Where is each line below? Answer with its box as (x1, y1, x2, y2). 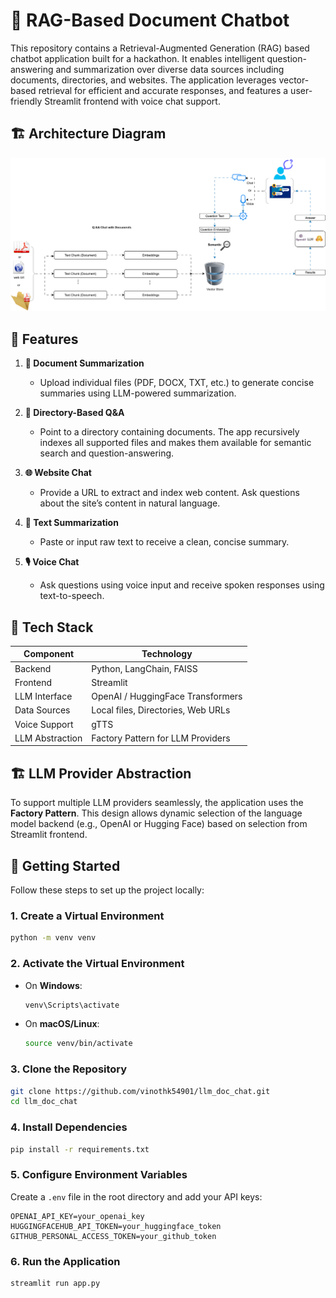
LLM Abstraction (14, 732, 83, 744)
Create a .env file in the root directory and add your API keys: (10, 1190, 263, 1203)
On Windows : (24, 979, 83, 991)
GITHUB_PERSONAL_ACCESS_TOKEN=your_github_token (10, 1231, 217, 1241)
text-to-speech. (39, 590, 105, 602)
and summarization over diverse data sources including (55, 63, 285, 75)
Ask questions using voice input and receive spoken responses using (39, 579, 325, 591)
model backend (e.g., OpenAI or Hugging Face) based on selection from (10, 818, 308, 830)
